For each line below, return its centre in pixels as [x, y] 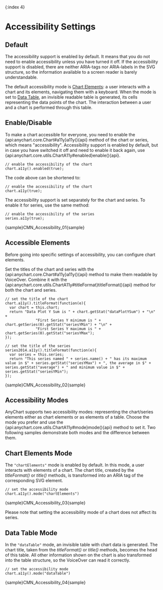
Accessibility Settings [50, 27]
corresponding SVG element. [34, 481]
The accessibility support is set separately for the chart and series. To [75, 200]
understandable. [21, 77]
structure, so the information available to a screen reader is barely [71, 72]
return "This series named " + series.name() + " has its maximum [78, 358]
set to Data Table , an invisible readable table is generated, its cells [71, 97]
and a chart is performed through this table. [49, 107]
